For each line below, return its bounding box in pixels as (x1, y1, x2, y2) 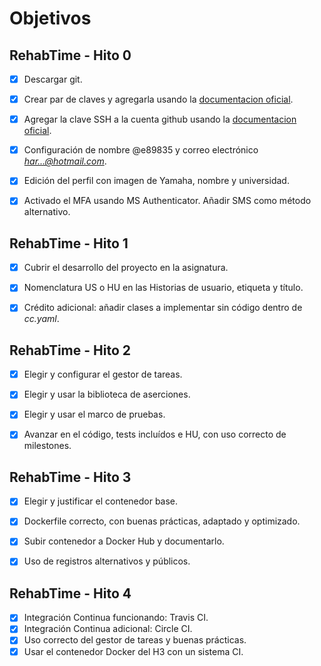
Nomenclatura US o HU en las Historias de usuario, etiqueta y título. (23, 282, 304, 294)
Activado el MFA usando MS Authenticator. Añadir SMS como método (23, 195, 312, 207)
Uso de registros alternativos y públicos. (23, 555, 191, 567)
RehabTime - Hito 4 (9, 585, 132, 602)
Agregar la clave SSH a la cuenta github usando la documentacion (23, 113, 297, 126)
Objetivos (9, 7, 92, 30)
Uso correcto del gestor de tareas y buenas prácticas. (23, 634, 247, 646)
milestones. (23, 440, 72, 452)
